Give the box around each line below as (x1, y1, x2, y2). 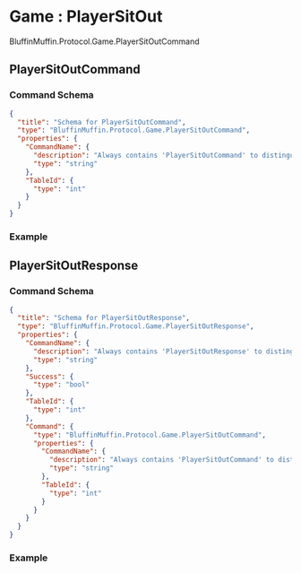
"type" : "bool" (32, 380, 90, 389)
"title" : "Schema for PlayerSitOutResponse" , (17, 314, 191, 323)
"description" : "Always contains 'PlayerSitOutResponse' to (32, 347, 262, 356)
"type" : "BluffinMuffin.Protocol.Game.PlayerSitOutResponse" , (17, 322, 254, 331)
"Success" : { (25, 372, 74, 381)
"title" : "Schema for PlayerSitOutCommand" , (17, 117, 186, 126)
